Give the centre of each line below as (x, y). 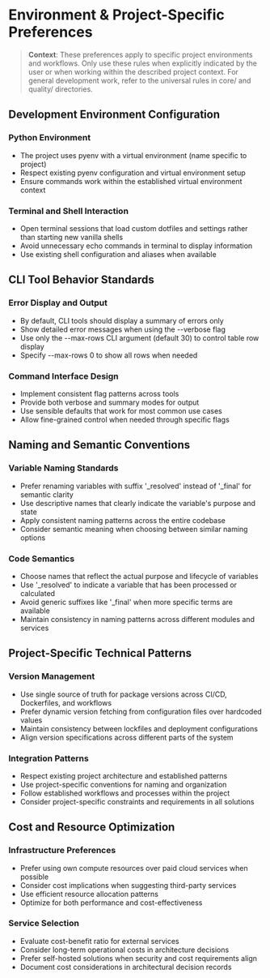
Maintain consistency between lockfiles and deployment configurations (139, 728)
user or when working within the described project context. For (133, 71)
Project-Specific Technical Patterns (100, 653)
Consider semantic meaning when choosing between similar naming (134, 529)
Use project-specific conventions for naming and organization (123, 784)
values (31, 720)
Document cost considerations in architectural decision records (126, 967)
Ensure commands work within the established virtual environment (131, 181)
